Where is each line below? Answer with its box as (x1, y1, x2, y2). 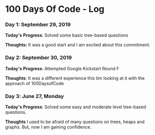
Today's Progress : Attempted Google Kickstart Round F (5, 65, 119, 71)
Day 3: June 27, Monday (5, 92, 64, 99)
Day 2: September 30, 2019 (5, 54, 72, 61)
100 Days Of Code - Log (5, 3, 105, 15)
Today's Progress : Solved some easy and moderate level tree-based (5, 104, 146, 110)
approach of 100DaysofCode (5, 80, 64, 86)
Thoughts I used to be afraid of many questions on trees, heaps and (5, 119, 145, 125)
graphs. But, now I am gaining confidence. (5, 124, 92, 130)
